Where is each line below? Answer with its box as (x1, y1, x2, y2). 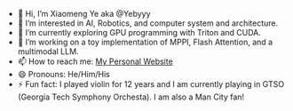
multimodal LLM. (17, 46, 79, 57)
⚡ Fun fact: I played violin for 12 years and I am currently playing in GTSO (17, 79, 285, 89)
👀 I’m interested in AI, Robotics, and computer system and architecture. (17, 18, 279, 28)
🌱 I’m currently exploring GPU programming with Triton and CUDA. (17, 28, 262, 37)
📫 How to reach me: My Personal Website (17, 56, 173, 67)
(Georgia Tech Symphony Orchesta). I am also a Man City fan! (17, 91, 245, 102)
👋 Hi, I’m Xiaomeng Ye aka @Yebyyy (17, 9, 151, 19)
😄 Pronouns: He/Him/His (17, 69, 111, 79)
